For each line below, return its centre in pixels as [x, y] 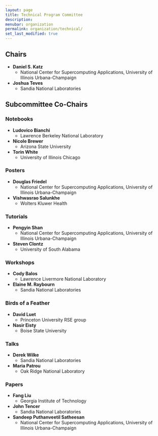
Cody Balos [25, 274]
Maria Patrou [26, 366]
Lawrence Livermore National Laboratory [63, 279]
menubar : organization [29, 24]
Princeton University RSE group [53, 320]
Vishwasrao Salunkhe [36, 198]
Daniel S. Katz [28, 66]
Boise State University [43, 330]
